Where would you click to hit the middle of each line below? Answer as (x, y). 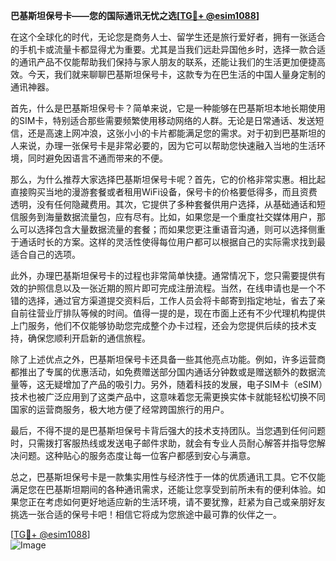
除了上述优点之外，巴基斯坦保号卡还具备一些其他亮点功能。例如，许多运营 (163, 359)
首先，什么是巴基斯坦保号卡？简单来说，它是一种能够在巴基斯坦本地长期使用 (168, 108)
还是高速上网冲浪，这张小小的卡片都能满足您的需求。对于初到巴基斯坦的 (176, 133)
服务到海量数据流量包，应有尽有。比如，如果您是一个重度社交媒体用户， (167, 217)
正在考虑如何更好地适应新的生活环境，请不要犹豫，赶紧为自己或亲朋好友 (176, 502)
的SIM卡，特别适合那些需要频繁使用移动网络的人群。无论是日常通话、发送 (163, 120)
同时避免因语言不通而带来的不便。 (97, 158)
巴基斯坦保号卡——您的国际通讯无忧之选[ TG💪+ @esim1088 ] (135, 15)
